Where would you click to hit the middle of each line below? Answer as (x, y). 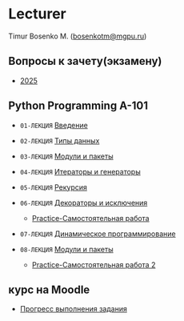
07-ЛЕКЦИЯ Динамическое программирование (98, 234)
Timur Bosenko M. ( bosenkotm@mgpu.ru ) (78, 36)
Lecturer (37, 14)
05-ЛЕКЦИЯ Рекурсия (54, 187)
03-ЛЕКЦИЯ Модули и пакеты (66, 156)
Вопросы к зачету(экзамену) (85, 61)
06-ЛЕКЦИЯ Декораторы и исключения (84, 203)
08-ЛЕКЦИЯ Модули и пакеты (66, 249)
